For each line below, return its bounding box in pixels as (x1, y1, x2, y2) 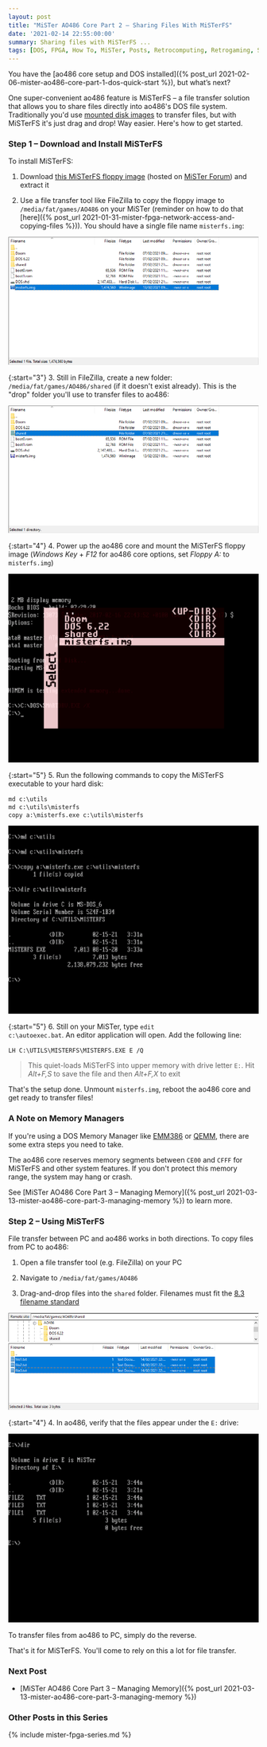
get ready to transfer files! (8, 1093, 94, 1103)
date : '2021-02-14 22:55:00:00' (8, 29, 115, 37)
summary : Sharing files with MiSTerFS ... (8, 38, 151, 46)
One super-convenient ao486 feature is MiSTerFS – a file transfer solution (8, 93, 250, 103)
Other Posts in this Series (8, 1712, 109, 1723)
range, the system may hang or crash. (8, 1171, 133, 1182)
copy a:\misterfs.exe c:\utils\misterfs (8, 811, 145, 819)
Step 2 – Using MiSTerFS (8, 1215, 105, 1226)
